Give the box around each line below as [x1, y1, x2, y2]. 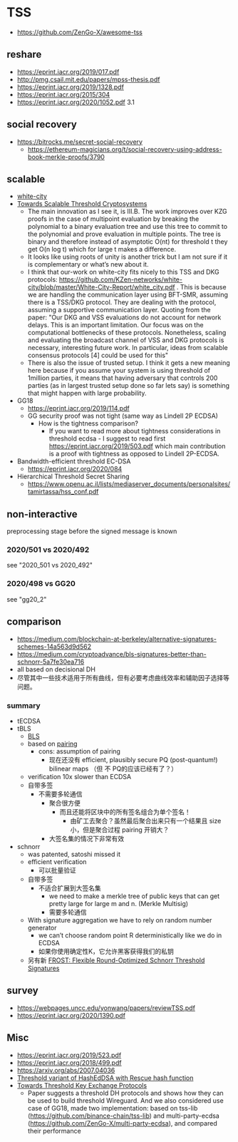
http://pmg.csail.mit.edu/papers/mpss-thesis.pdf [16, 75, 160, 83]
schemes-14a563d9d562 [16, 642, 92, 651]
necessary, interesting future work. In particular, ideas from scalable [27, 344, 229, 352]
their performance [27, 1126, 81, 1135]
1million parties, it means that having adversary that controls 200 [27, 374, 218, 382]
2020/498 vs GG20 [6, 579, 76, 589]
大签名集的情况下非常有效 [48, 834, 125, 843]
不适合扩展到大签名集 [38, 883, 101, 892]
